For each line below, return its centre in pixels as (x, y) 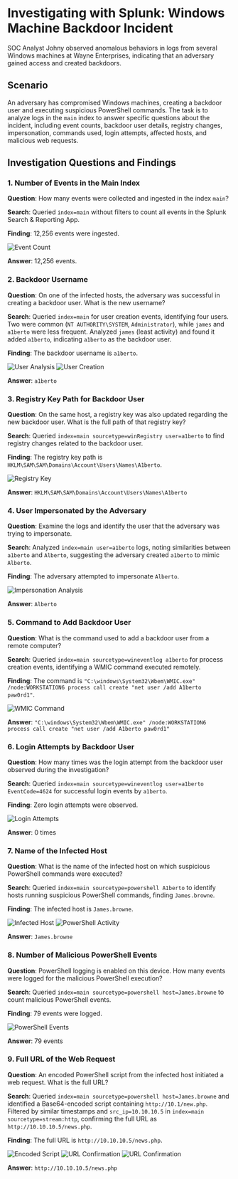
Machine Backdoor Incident (90, 28)
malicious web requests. (43, 140)
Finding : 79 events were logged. (55, 1013)
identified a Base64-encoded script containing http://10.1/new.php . (108, 1104)
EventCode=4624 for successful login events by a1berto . (87, 791)
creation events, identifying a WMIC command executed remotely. (104, 667)
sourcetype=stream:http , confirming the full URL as (82, 1119)
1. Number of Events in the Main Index (74, 183)
